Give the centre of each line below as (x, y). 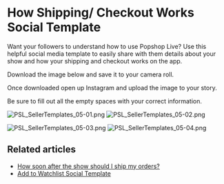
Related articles (41, 150)
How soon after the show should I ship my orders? (89, 166)
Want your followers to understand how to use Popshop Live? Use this (107, 46)
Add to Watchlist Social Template (64, 173)
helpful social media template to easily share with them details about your (112, 54)
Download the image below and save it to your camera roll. (91, 74)
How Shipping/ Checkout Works (101, 13)
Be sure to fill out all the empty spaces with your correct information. (104, 101)
